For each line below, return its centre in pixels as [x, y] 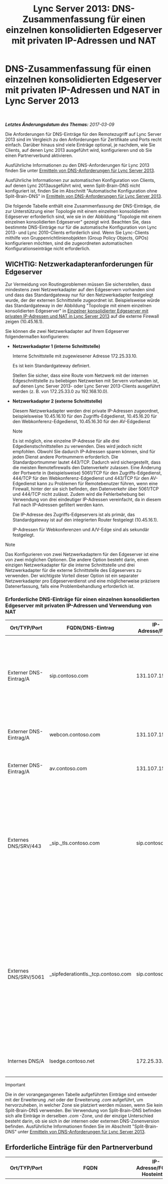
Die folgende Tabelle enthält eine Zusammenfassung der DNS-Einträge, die [83, 206]
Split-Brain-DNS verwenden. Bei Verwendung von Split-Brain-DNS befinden [83, 1110]
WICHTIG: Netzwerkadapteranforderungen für [79, 264]
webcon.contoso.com [75, 735]
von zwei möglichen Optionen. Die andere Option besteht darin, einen [77, 559]
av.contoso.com [68, 768]
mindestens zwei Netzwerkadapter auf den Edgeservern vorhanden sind [80, 289]
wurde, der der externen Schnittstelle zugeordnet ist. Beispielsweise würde [82, 300]
